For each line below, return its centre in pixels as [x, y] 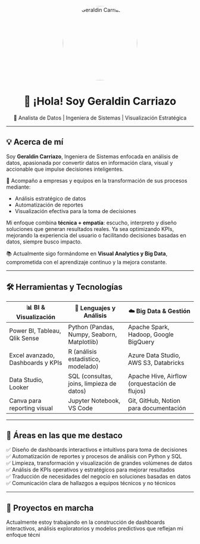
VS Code [81, 408]
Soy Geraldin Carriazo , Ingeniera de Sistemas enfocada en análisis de [92, 156]
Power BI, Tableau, [35, 330]
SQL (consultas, [90, 376]
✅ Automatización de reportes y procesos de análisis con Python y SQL [94, 457]
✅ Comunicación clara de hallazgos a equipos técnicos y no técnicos [91, 483]
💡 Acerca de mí [35, 142]
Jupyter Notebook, [94, 401]
